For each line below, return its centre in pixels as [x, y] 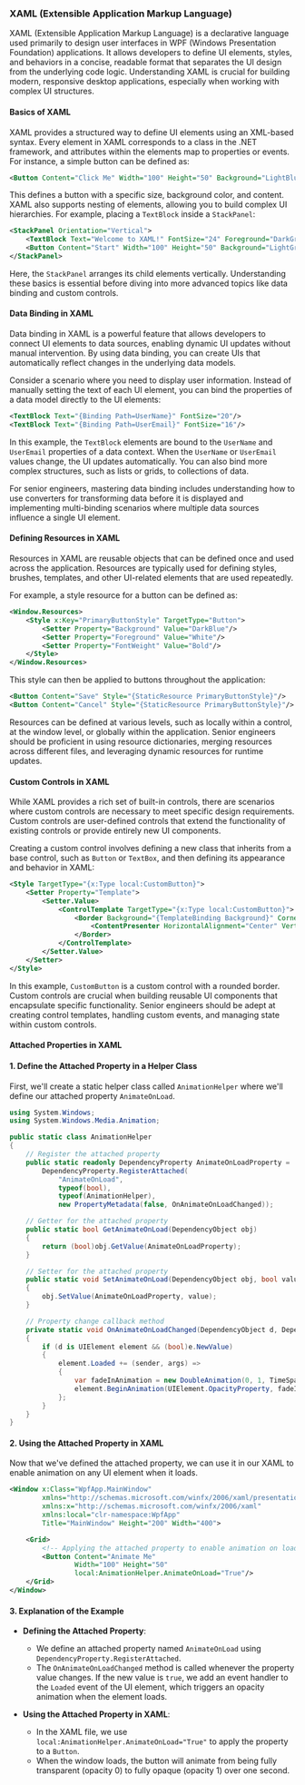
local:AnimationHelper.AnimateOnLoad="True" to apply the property [162, 1741]
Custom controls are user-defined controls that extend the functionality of [148, 821]
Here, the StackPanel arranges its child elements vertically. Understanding [148, 273]
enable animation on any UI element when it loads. [103, 1473]
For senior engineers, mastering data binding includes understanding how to [152, 488]
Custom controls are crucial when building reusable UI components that [144, 995]
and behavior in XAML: [52, 868]
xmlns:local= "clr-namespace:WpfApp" [111, 1515]
